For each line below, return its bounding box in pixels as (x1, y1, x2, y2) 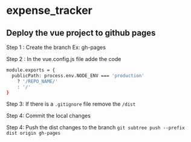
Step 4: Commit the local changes (6, 112, 91, 120)
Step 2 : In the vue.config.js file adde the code (6, 56, 121, 62)
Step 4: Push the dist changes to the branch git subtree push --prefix (6, 124, 186, 131)
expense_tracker (6, 4, 92, 18)
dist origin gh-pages (6, 131, 61, 137)
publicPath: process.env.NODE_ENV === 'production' (11, 73, 145, 79)
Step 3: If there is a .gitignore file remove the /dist (6, 100, 136, 108)
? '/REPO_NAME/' (17, 78, 59, 85)
